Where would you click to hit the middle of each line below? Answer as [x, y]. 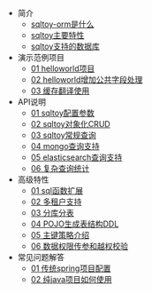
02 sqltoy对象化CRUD [70, 124]
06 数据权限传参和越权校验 [80, 246]
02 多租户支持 [56, 202]
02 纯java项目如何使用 [71, 279]
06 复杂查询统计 [60, 168]
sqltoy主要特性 [57, 35]
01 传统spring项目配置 [71, 268]
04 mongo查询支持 [65, 146]
